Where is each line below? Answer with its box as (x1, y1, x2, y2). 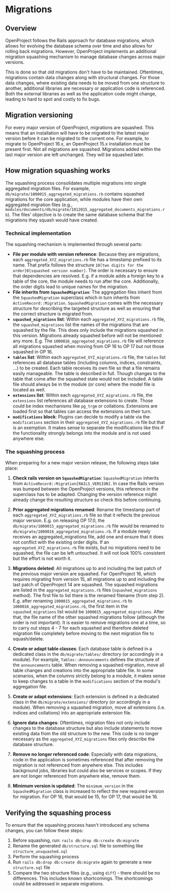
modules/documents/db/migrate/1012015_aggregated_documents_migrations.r (5, 207, 165, 212)
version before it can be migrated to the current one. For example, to (5, 135, 149, 141)
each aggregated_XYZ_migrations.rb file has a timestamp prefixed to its (12, 256, 162, 262)
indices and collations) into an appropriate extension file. (12, 710, 132, 716)
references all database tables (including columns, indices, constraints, (12, 359, 162, 365)
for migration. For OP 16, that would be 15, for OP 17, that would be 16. (12, 794, 158, 800)
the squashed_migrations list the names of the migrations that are (12, 321, 149, 328)
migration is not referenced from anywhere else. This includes (12, 762, 144, 769)
